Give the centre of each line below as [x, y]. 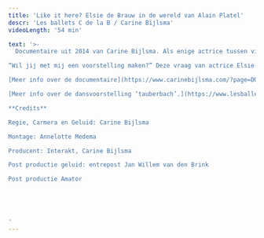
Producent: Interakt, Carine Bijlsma [70, 151]
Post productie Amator [45, 179]
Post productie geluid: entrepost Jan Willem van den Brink [109, 165]
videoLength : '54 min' [45, 30]
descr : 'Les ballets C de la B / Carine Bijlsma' [91, 23]
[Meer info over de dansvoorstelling [70, 94]
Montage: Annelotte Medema [52, 137]
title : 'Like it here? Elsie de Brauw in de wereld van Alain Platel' [126, 15]
